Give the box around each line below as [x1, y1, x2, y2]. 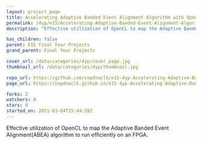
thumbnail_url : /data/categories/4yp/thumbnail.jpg [6, 64, 138, 70]
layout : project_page [6, 8, 61, 15]
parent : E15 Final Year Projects [6, 42, 90, 48]
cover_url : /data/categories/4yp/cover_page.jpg [6, 58, 130, 64]
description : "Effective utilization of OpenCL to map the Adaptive [6, 25, 182, 32]
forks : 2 [6, 91, 28, 97]
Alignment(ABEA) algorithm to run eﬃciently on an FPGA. [6, 131, 148, 138]
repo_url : [6, 74, 31, 81]
